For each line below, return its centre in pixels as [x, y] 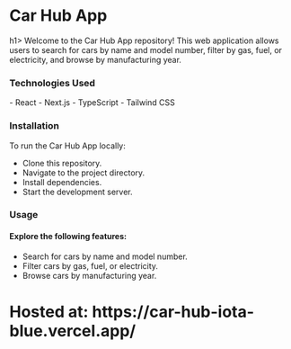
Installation [35, 126]
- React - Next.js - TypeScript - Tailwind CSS [92, 103]
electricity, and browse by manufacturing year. [96, 59]
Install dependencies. [62, 182]
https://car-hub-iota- [173, 312]
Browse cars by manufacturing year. [89, 275]
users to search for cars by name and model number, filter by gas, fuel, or [146, 49]
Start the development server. [77, 192]
